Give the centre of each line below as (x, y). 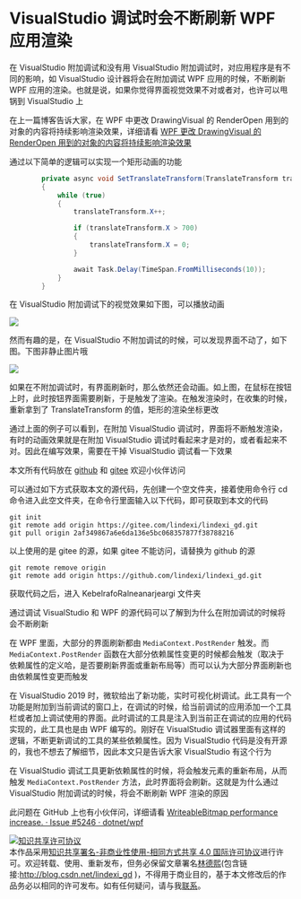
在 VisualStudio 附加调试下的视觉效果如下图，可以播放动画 (117, 304)
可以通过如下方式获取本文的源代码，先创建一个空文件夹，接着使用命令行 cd (149, 489)
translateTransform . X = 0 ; (140, 245)
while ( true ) (81, 195)
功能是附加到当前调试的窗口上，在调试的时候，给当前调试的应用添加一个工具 (150, 707)
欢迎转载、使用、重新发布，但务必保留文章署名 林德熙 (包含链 (136, 863)
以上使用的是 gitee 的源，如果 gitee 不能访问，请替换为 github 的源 (132, 551)
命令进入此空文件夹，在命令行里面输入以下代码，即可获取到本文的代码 (139, 501)
